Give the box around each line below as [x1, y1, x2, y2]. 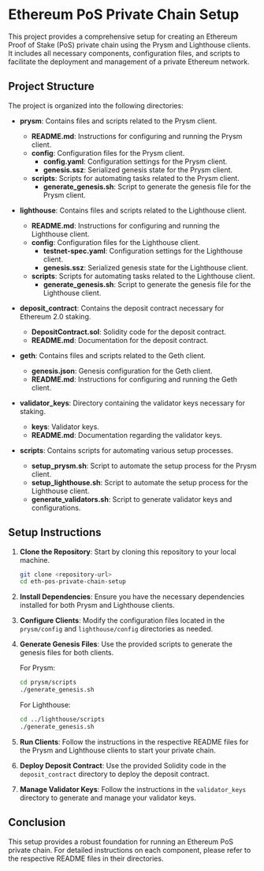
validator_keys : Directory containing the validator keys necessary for [19, 398, 246, 408]
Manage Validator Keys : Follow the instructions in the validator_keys [19, 784, 247, 794]
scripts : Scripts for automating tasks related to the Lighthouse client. [31, 271, 255, 281]
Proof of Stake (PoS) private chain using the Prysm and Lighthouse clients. [8, 40, 251, 49]
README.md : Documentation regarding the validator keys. [31, 430, 223, 439]
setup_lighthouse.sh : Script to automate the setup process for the [31, 477, 248, 487]
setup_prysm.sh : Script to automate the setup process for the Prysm [31, 461, 257, 470]
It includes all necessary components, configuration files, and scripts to [8, 48, 240, 58]
